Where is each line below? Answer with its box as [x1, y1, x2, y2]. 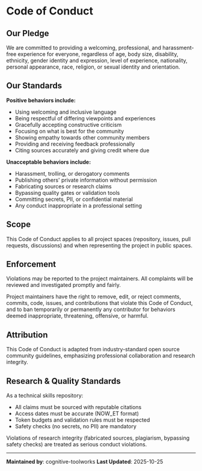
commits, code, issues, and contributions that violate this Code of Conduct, [6, 300, 194, 307]
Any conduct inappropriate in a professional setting [14, 202, 142, 209]
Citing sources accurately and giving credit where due [14, 146, 150, 154]
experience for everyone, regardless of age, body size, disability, [17, 51, 179, 58]
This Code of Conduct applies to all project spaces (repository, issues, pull [6, 235, 191, 242]
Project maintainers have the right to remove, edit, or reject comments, [6, 293, 182, 300]
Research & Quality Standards [6, 376, 121, 386]
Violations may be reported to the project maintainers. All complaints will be [6, 275, 194, 282]
